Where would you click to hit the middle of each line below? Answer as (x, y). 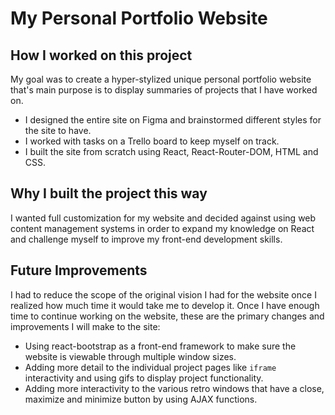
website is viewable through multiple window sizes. (130, 356)
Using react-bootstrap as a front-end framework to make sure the (160, 346)
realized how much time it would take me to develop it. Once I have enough (165, 305)
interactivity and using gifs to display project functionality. (144, 378)
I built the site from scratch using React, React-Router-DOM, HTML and (171, 151)
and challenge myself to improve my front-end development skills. (146, 239)
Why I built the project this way (109, 193)
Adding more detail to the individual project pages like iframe (150, 367)
